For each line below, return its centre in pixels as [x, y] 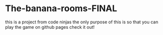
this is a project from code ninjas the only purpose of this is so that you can [82, 22]
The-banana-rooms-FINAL [61, 9]
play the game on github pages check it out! [50, 27]
